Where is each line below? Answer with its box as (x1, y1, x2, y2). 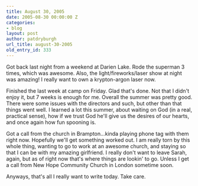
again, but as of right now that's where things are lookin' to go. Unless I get (6, 155, 189, 162)
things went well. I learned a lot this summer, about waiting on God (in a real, (6, 106, 192, 113)
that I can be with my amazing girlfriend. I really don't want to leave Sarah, (6, 149, 187, 156)
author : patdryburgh (6, 36, 57, 42)
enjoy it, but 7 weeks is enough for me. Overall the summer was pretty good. (6, 93, 193, 100)
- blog (6, 25, 22, 31)
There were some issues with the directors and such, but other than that (6, 100, 182, 107)
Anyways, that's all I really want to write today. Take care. (6, 172, 146, 180)
